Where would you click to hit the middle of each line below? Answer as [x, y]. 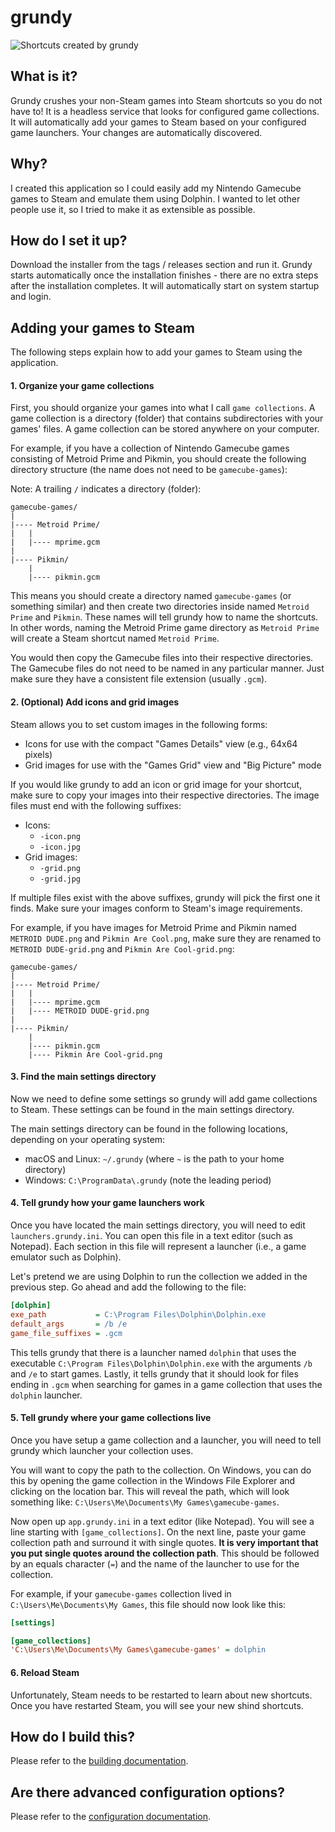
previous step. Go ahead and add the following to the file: [128, 1287]
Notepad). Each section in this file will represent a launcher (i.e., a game [158, 1246]
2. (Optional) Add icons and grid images [95, 702]
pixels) [38, 754]
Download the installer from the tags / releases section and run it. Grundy [161, 265]
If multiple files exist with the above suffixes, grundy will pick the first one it [165, 897]
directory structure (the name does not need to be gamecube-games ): [149, 470]
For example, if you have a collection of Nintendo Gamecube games [150, 448]
